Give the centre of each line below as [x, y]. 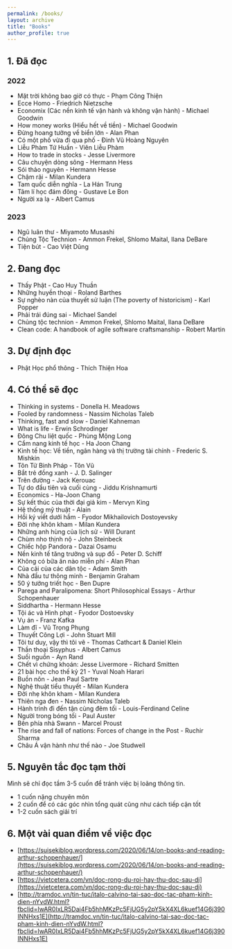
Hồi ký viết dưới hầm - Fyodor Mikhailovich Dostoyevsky [97, 516]
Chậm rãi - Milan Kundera [54, 177]
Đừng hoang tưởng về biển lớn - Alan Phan [78, 132]
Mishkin [28, 458]
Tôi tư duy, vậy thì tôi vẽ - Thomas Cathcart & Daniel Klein [99, 642]
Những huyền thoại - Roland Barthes [69, 293]
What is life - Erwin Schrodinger [63, 428]
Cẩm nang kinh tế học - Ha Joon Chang [74, 443]
